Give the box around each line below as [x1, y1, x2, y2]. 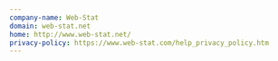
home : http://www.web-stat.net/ [9, 30, 131, 39]
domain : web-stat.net [9, 22, 91, 30]
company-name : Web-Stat [9, 13, 100, 22]
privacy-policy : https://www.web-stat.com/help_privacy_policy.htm [9, 38, 270, 48]
